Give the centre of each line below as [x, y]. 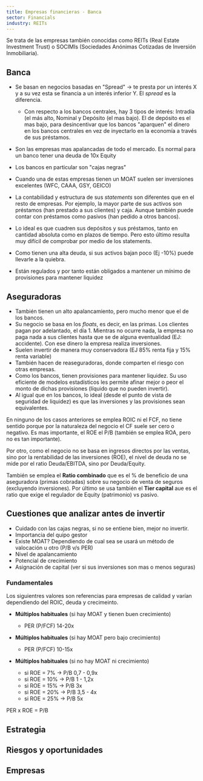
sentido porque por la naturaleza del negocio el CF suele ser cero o [90, 426]
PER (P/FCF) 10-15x [48, 649]
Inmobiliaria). [23, 53]
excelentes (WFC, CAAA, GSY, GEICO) [63, 186]
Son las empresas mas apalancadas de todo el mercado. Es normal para [105, 149]
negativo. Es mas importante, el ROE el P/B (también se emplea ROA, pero [98, 432]
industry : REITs [27, 23]
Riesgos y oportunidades [55, 750]
